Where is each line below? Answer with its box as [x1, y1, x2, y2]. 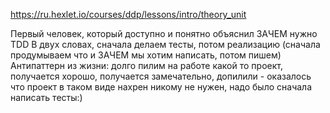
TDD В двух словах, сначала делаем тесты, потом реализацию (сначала [10, 39, 321, 50]
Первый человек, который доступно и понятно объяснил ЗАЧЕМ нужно [10, 28, 318, 39]
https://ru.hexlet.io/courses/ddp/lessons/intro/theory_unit [10, 9, 247, 20]
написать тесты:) [10, 92, 83, 103]
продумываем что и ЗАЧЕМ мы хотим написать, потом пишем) [10, 49, 282, 61]
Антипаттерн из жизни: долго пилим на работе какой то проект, [10, 60, 283, 71]
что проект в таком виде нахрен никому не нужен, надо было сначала [10, 81, 313, 93]
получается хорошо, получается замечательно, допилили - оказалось [10, 70, 312, 82]
